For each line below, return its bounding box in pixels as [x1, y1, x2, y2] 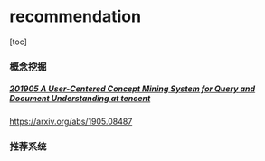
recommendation [9, 6, 142, 27]
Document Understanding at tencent [9, 93, 151, 104]
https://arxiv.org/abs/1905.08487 [9, 116, 133, 127]
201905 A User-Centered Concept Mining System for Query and [9, 83, 256, 94]
